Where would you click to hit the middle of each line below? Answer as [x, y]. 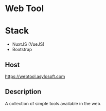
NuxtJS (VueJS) [28, 44]
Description [23, 92]
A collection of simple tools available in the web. [53, 103]
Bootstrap [22, 50]
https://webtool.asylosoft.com [35, 76]
